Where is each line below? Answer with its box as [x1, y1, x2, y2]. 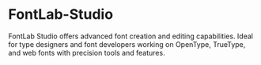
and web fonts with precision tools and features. [8, 48, 165, 57]
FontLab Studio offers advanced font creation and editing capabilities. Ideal [8, 31, 253, 41]
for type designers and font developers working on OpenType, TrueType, [8, 39, 246, 49]
